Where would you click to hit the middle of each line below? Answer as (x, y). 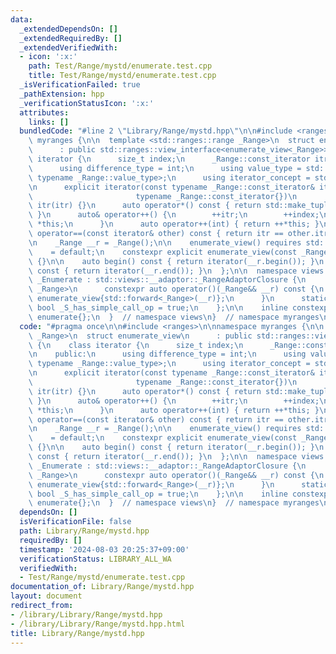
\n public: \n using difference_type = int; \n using (167, 354)
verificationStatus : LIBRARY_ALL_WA (95, 559)
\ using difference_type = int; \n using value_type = (165, 168)
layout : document (46, 596)
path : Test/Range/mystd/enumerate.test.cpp (120, 66)
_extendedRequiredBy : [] (71, 38)
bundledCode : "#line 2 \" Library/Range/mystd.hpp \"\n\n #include (156, 131)
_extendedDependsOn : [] (68, 29)
